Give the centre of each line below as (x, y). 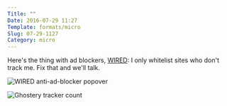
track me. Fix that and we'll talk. (54, 68)
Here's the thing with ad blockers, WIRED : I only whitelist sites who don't (113, 60)
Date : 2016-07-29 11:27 (43, 20)
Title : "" (22, 14)
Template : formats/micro (44, 27)
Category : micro (31, 40)
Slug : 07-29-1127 (33, 34)
